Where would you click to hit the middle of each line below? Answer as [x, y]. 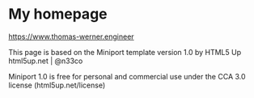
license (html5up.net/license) [57, 85]
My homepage [58, 14]
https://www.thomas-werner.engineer [72, 36]
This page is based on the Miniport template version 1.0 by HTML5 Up [125, 52]
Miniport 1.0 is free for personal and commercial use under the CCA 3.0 [127, 76]
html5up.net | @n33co [46, 61]
